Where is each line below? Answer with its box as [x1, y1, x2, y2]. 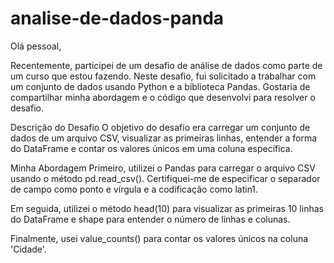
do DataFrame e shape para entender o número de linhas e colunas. [10, 213, 291, 225]
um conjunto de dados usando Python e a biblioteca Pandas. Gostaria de [10, 80, 311, 92]
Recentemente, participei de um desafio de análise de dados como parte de [10, 59, 323, 71]
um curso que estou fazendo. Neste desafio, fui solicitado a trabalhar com [10, 70, 317, 82]
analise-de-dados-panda [10, 7, 225, 30]
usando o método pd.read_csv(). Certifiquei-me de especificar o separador [10, 172, 321, 184]
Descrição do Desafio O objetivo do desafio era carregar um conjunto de [10, 121, 311, 133]
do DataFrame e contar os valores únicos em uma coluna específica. [10, 142, 293, 154]
